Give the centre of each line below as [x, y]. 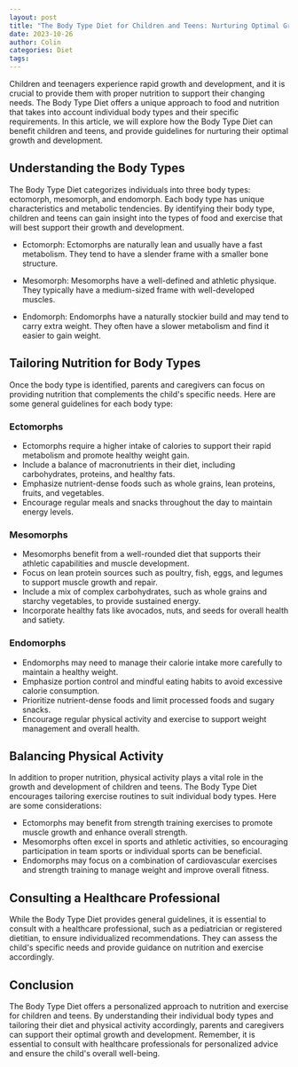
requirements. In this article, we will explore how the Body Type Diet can [141, 122]
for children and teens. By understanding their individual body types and [141, 1016]
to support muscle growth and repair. [90, 583]
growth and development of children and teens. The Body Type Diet [133, 787]
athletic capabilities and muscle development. [106, 563]
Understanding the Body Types [97, 168]
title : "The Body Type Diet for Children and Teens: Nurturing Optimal [144, 26]
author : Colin [35, 42]
